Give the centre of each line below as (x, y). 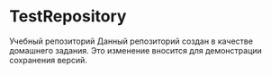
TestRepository (68, 16)
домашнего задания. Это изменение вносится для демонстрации (136, 50)
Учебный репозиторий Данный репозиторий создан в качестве (131, 41)
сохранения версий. (49, 60)
